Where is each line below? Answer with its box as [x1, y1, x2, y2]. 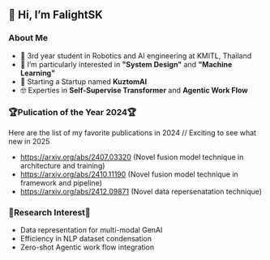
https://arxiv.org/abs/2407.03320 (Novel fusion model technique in [19, 151, 244, 162]
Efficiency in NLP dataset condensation [19, 234, 152, 244]
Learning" [19, 68, 55, 78]
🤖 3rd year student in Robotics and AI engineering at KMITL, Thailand [19, 50, 252, 61]
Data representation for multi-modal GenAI [19, 225, 163, 235]
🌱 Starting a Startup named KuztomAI [19, 76, 148, 86]
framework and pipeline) [19, 177, 103, 187]
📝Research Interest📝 [8, 207, 91, 218]
